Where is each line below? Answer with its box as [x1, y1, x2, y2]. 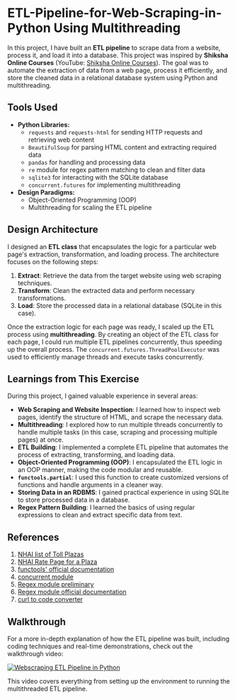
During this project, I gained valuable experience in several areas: [7, 391, 198, 401]
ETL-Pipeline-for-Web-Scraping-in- [7, 5, 222, 21]
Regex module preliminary [17, 580, 94, 589]
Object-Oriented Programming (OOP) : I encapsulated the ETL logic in [17, 458, 223, 466]
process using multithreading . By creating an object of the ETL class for [7, 330, 219, 338]
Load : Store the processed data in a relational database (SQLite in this [17, 301, 222, 309]
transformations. [17, 294, 67, 302]
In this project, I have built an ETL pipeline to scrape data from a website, [7, 43, 221, 52]
